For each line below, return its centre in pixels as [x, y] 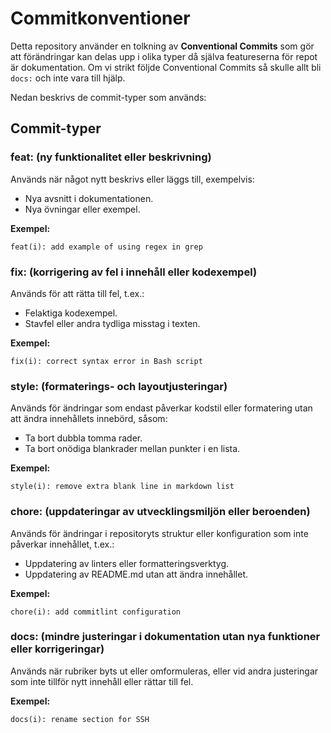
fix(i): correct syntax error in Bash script [106, 361]
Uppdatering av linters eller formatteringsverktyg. [127, 563]
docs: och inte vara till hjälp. [68, 78]
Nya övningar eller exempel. [82, 209]
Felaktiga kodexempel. [71, 313]
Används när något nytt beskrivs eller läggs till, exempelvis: [132, 179]
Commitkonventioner [100, 18]
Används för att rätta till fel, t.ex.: [77, 293]
